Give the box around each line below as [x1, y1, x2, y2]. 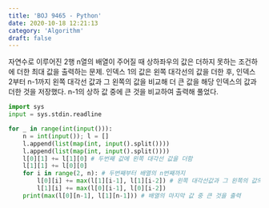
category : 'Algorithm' [8, 26, 84, 34]
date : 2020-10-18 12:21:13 [8, 19, 98, 27]
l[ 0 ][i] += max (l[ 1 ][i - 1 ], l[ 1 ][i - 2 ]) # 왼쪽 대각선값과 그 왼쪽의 [37, 177, 248, 185]
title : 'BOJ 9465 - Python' [8, 11, 102, 20]
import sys [8, 103, 45, 111]
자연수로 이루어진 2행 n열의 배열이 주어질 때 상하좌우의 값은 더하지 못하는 [8, 57, 237, 66]
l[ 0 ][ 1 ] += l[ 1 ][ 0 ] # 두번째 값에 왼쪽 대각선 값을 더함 [22, 154, 194, 162]
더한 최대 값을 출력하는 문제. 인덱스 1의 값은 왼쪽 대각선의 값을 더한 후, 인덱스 [16, 67, 256, 77]
